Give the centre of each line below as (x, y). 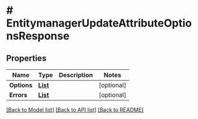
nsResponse (38, 36)
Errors (18, 95)
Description (76, 75)
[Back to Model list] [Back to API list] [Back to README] (75, 110)
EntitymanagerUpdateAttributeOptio (99, 23)
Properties (26, 58)
